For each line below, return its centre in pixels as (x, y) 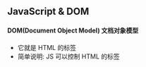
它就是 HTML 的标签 (47, 47)
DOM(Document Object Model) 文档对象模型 (73, 30)
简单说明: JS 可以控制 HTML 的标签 (68, 56)
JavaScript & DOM (48, 12)
